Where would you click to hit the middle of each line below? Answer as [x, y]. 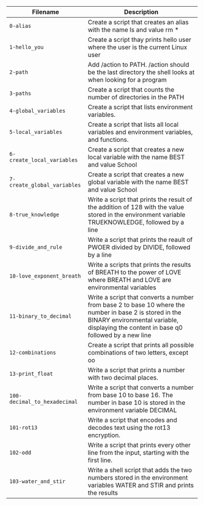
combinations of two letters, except [138, 353]
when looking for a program [127, 80]
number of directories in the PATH [136, 97]
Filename [46, 12]
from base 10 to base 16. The [130, 395]
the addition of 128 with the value [136, 207]
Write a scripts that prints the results [139, 265]
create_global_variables [45, 185]
